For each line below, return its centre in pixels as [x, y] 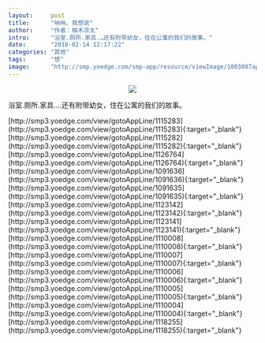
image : [19, 67]
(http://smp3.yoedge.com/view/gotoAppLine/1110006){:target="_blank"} [125, 280]
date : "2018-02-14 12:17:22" [67, 45]
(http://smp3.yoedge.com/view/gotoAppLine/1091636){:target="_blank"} [126, 179]
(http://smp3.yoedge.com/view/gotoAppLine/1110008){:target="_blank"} [125, 246]
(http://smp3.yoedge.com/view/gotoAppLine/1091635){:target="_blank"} [126, 196]
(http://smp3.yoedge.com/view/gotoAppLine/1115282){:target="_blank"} [125, 146]
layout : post [37, 15]
